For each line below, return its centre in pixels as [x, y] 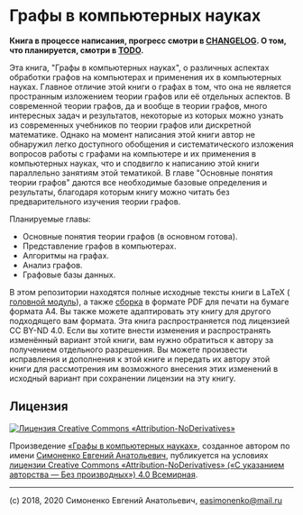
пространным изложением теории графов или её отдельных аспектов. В [150, 96]
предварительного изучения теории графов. [95, 201]
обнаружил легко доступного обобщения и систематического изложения [151, 144]
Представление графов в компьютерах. [100, 246]
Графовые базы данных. [69, 275]
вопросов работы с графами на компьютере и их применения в [133, 153]
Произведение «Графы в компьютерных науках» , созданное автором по [150, 446]
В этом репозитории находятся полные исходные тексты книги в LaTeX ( [150, 292]
